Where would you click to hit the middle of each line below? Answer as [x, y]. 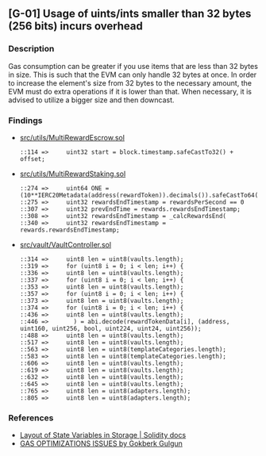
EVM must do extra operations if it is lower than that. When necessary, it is [130, 91]
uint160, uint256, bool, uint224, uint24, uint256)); [110, 328]
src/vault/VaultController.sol [66, 244]
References [31, 418]
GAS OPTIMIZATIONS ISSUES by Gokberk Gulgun [101, 443]
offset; [32, 159]
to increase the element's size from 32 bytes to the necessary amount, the [130, 82]
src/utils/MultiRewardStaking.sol [73, 174]
